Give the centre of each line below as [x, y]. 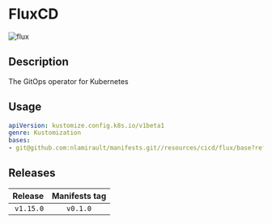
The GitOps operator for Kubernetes [68, 81]
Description [38, 62]
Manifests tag [79, 196]
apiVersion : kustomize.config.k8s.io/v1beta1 [86, 125]
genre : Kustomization [45, 133]
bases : [19, 141]
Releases [32, 173]
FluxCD [34, 14]
